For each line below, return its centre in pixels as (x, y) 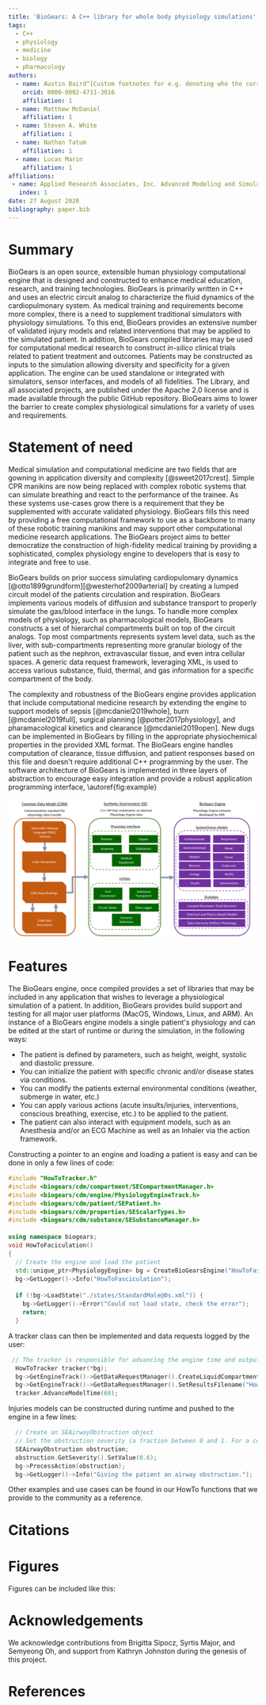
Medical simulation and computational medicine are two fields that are (123, 469)
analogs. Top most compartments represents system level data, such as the (132, 636)
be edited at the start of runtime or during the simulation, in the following (127, 1031)
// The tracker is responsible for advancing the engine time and (123, 1360)
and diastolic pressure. (57, 1063)
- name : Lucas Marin (49, 159)
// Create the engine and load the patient (88, 1262)
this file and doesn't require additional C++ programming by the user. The (128, 762)
